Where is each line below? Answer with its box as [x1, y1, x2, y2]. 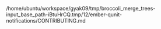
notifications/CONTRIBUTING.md [6, 17, 86, 24]
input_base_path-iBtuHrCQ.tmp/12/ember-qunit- [6, 11, 123, 18]
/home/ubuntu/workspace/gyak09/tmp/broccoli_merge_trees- [6, 5, 156, 12]
